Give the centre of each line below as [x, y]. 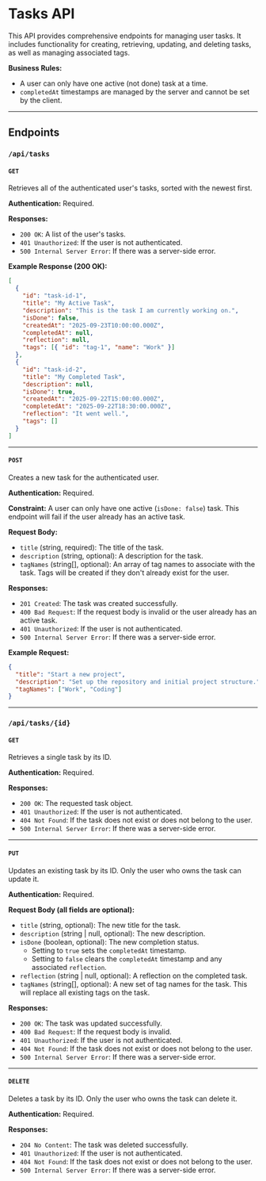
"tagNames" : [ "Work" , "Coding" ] [69, 689]
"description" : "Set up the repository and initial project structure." [138, 682]
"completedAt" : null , [58, 333]
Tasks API [42, 14]
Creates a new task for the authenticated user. [84, 477]
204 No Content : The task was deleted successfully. [104, 1145]
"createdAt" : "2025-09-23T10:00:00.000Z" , [93, 325]
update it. [24, 879]
